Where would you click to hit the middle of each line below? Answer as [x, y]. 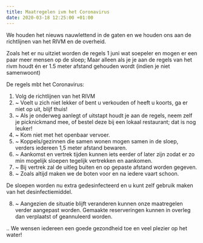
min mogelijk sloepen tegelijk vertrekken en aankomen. [84, 160]
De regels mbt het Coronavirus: [45, 84]
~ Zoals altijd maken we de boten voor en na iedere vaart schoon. [97, 173]
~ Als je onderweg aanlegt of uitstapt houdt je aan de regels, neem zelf [104, 115]
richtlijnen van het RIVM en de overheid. [56, 41]
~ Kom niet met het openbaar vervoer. [62, 135]
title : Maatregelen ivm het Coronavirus [58, 12]
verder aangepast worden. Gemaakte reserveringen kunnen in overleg [103, 210]
